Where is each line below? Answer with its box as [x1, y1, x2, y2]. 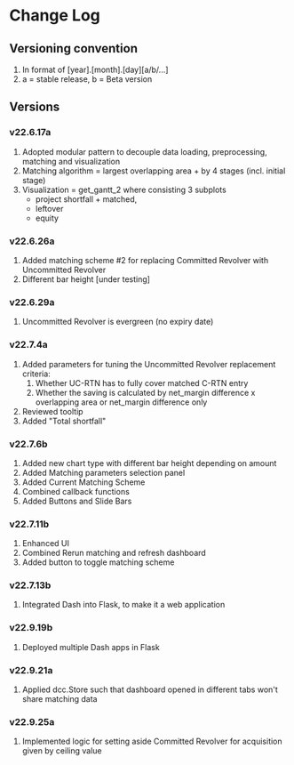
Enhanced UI [21, 538, 69, 549]
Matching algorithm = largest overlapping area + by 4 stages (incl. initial [21, 165, 286, 176]
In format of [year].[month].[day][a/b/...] [21, 64, 169, 75]
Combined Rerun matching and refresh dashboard [21, 548, 206, 559]
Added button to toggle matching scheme [21, 557, 175, 568]
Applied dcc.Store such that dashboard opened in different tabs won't [21, 684, 278, 695]
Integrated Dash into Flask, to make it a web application [21, 600, 226, 610]
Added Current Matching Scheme [21, 477, 146, 487]
